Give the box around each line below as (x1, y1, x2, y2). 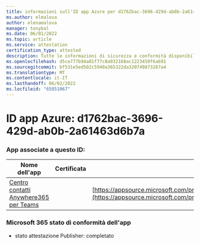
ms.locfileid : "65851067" (6, 86, 70, 92)
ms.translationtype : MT (6, 70, 65, 76)
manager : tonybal (6, 25, 49, 32)
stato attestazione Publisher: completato (14, 232, 114, 239)
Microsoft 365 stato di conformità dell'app (6, 218, 132, 227)
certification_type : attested (6, 48, 82, 54)
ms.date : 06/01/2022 (6, 31, 58, 37)
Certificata (55, 165, 86, 173)
